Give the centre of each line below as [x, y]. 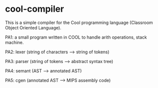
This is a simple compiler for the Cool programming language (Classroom [79, 22]
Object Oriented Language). [33, 27]
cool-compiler [35, 9]
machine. [14, 42]
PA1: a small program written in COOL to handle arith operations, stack [76, 37]
